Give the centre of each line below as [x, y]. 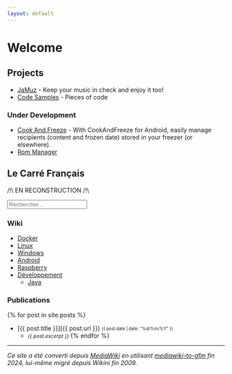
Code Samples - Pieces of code [62, 97]
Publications [29, 299]
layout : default [30, 13]
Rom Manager [37, 152]
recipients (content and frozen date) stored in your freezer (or [105, 137]
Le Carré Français [46, 174]
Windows [30, 253]
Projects [26, 73]
